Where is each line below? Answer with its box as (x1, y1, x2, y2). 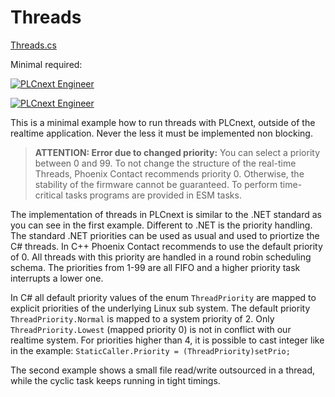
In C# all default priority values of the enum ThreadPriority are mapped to (10, 291, 317, 303)
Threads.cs (10, 39, 57, 51)
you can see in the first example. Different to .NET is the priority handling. (10, 219, 313, 231)
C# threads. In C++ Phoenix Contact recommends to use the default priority (10, 240, 323, 252)
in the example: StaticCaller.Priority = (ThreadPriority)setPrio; (10, 344, 291, 356)
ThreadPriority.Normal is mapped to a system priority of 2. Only (10, 312, 275, 325)
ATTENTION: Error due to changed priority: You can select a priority (34, 146, 321, 158)
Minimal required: (10, 58, 83, 70)
